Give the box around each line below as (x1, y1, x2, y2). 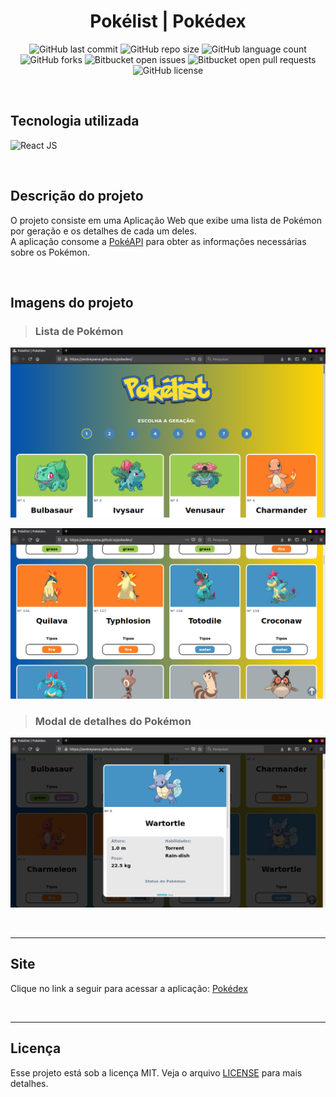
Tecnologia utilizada (10, 113, 140, 130)
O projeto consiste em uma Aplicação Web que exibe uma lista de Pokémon (10, 214, 323, 226)
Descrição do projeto (10, 188, 144, 205)
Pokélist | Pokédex (89, 10, 247, 33)
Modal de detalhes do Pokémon (34, 714, 192, 728)
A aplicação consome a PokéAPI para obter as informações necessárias (10, 235, 307, 247)
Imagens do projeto (10, 294, 134, 311)
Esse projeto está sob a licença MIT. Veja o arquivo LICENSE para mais (10, 1066, 303, 1079)
